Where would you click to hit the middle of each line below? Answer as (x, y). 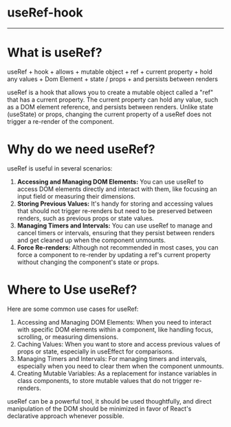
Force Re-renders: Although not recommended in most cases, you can (118, 247)
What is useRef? (55, 53)
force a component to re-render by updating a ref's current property (114, 254)
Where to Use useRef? (72, 289)
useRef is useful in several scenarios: (60, 168)
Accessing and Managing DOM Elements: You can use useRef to (110, 182)
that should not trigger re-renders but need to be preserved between (115, 210)
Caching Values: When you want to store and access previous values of (119, 344)
